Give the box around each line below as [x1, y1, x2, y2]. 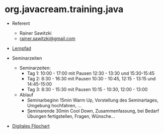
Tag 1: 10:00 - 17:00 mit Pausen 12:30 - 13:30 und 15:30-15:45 [27, 70, 155, 76]
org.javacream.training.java [5, 4, 124, 15]
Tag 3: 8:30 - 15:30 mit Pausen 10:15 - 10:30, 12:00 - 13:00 [27, 86, 148, 92]
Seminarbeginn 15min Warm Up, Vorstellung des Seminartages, [27, 97, 159, 103]
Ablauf [19, 92, 34, 98]
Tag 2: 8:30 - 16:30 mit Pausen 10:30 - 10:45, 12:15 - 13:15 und [27, 75, 156, 81]
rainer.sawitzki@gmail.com [19, 35, 76, 41]
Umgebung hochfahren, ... [27, 102, 82, 108]
